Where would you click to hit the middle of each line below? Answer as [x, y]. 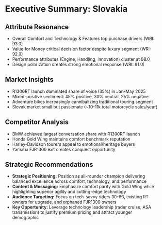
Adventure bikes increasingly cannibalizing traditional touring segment [82, 102]
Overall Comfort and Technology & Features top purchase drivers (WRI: [83, 38]
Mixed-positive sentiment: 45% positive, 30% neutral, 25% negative [80, 96]
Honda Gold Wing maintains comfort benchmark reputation [71, 139]
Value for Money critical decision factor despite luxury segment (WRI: [81, 49]
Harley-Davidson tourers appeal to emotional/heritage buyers [73, 144]
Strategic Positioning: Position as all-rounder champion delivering [79, 176]
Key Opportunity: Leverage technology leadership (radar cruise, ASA [81, 207]
